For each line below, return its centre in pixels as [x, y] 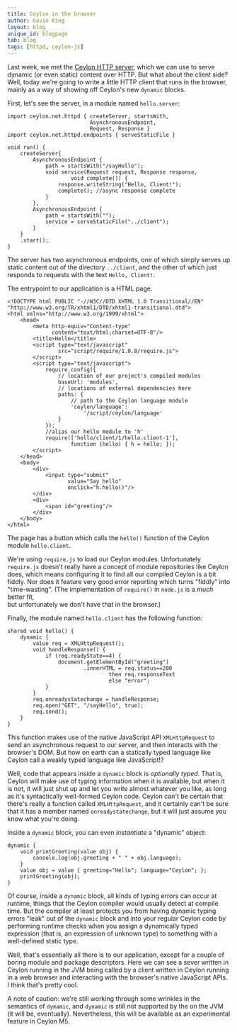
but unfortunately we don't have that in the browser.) [84, 604]
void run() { [27, 147]
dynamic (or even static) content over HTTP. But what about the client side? [118, 74]
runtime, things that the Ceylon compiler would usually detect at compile [113, 903]
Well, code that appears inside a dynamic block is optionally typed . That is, [115, 774]
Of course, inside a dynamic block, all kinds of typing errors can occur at [112, 896]
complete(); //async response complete [116, 191]
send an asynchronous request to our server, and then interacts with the [112, 745]
